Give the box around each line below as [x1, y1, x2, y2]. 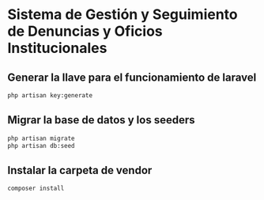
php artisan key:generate [7, 92, 92, 100]
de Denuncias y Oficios [7, 22, 163, 40]
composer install [7, 184, 65, 193]
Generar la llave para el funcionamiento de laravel [7, 70, 257, 84]
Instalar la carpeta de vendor [7, 164, 153, 177]
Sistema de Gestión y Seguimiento [7, 6, 238, 24]
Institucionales [7, 40, 107, 57]
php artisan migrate [7, 134, 76, 142]
